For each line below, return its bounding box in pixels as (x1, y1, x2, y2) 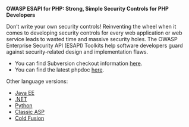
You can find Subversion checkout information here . (14, 60, 143, 67)
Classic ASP (14, 109, 45, 115)
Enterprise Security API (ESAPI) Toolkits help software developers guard (6, 42, 183, 49)
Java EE (14, 89, 34, 96)
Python (14, 102, 33, 109)
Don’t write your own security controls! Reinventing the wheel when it (6, 23, 177, 30)
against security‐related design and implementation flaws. (6, 48, 149, 55)
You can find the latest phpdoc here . (14, 66, 105, 73)
